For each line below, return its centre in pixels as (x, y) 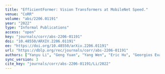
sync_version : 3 (22, 59)
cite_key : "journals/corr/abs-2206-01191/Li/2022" (58, 64)
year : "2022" (18, 23)
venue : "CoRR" (20, 14)
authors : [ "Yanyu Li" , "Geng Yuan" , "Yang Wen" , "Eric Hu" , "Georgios (79, 55)
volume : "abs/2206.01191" (31, 18)
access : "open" (21, 32)
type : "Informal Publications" (37, 28)
